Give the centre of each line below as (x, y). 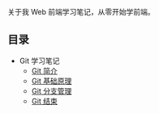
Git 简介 (44, 70)
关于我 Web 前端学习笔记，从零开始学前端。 (81, 12)
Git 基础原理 (52, 81)
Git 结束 (44, 101)
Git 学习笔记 (39, 61)
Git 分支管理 (52, 90)
